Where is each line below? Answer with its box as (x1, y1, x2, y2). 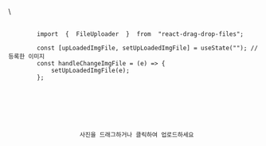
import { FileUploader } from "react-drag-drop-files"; (37, 30, 244, 38)
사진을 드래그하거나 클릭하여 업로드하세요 (79, 131, 194, 139)
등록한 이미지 (8, 53, 45, 61)
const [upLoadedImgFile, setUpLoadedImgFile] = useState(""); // (37, 44, 259, 52)
